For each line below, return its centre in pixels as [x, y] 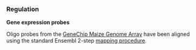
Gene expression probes [38, 23]
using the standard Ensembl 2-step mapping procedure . [77, 41]
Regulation [23, 9]
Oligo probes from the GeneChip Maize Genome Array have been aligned [98, 34]
